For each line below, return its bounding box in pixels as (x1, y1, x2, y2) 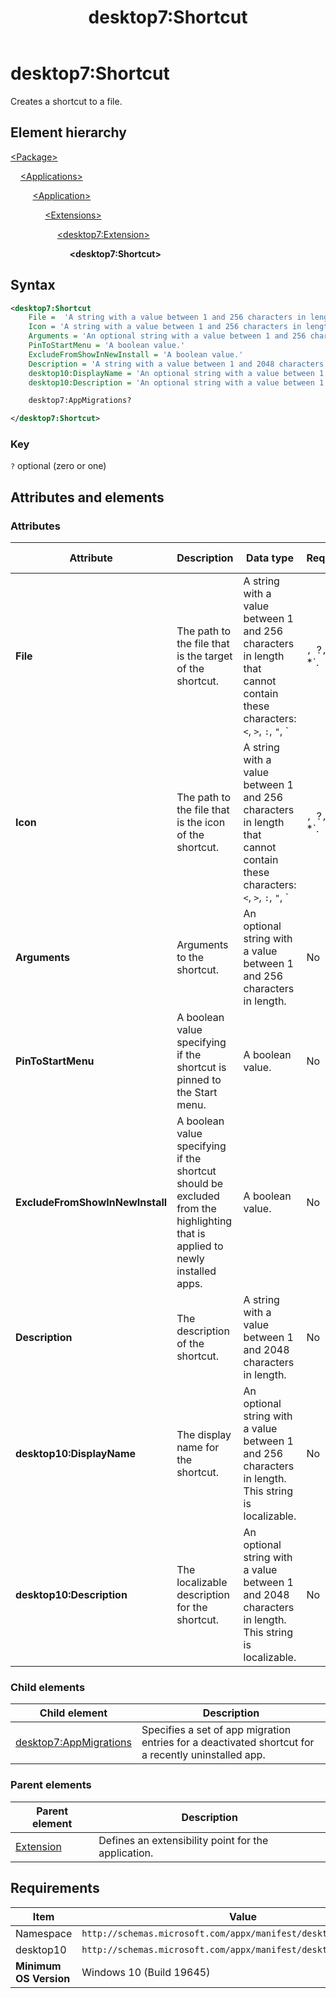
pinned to (176, 1073, 222, 1087)
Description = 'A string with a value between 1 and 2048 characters (28, 359, 325, 369)
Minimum (15, 1959, 62, 1973)
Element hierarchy (10, 124, 127, 141)
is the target (176, 649, 233, 663)
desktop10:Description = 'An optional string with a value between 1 (28, 377, 325, 388)
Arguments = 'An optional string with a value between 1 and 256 (28, 331, 307, 341)
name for (176, 1441, 220, 1455)
